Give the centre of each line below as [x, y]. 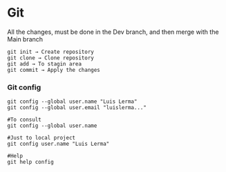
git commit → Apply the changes [54, 70]
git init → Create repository [51, 52]
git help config [30, 162]
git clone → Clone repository [51, 58]
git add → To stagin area [44, 64]
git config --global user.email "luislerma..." [77, 108]
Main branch [25, 39]
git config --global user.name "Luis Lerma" [72, 102]
